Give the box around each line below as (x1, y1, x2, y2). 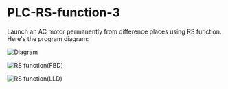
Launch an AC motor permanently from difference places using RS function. (7, 27, 222, 36)
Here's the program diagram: (7, 34, 89, 42)
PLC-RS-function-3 (7, 5, 120, 21)
